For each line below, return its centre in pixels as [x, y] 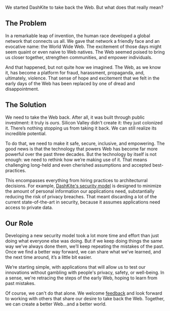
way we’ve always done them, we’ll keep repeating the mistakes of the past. [85, 246]
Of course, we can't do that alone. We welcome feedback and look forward [84, 293]
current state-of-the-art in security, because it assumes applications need [83, 202]
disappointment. [22, 89]
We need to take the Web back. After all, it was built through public [75, 117]
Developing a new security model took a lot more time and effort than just [82, 236]
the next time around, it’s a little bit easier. [49, 257]
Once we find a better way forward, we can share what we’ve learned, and [83, 252]
